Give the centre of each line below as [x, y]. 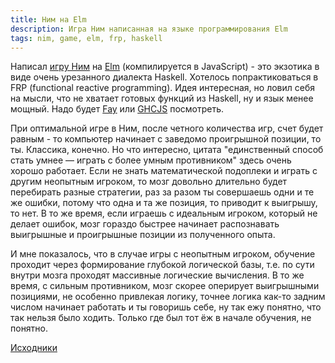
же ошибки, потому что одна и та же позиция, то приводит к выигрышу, [164, 203]
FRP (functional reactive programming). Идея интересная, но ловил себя [162, 88]
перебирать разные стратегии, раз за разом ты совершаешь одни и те [162, 192]
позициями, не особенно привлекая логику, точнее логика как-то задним [168, 297]
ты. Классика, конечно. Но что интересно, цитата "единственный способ [167, 150]
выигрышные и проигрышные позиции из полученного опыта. [143, 235]
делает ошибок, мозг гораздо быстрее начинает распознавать [145, 224]
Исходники [34, 348]
